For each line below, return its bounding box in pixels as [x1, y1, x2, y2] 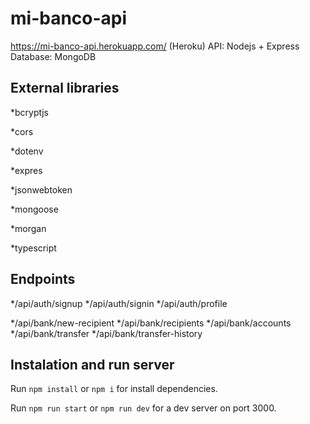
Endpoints [10, 271, 76, 288]
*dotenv [10, 145, 44, 157]
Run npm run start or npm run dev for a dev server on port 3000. [10, 402, 277, 414]
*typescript [10, 242, 57, 254]
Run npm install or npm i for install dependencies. [10, 383, 218, 395]
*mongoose [10, 203, 59, 215]
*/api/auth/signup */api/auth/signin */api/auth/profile [10, 297, 228, 309]
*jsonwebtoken [10, 183, 73, 196]
